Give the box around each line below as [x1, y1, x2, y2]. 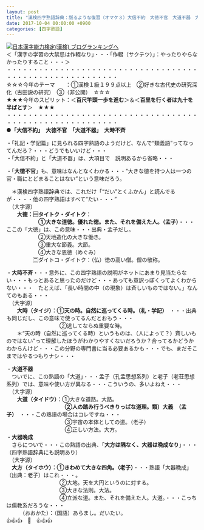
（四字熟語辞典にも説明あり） [6, 449, 81, 456]
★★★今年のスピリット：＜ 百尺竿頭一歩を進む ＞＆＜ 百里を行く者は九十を [6, 96, 193, 104]
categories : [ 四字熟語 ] [6, 25, 63, 32]
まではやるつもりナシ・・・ [6, 352, 76, 360]
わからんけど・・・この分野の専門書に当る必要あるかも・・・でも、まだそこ [6, 345, 198, 352]
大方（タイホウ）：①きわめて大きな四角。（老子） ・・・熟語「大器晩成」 [12, 464, 192, 471]
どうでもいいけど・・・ [48, 147, 107, 155]
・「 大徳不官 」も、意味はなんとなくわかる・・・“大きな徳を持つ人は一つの [6, 167, 192, 175]
